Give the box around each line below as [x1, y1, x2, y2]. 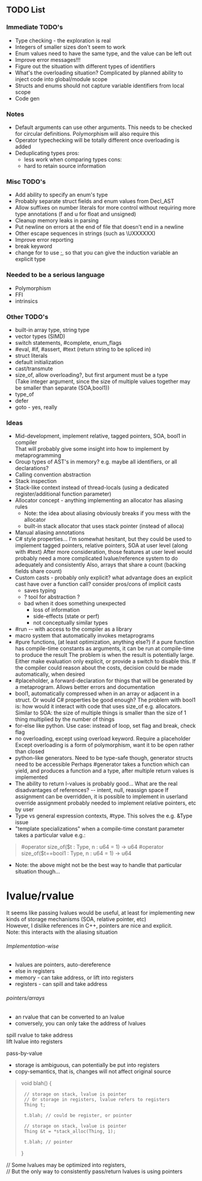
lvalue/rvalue [6, 889, 74, 903]
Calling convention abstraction [14, 471, 92, 478]
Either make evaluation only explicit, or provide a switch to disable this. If [14, 657, 196, 665]
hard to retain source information [24, 162, 106, 169]
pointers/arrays [6, 994, 45, 1002]
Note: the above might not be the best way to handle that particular [14, 862, 182, 869]
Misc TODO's [6, 177, 46, 185]
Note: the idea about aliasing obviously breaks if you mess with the [24, 510, 191, 517]
